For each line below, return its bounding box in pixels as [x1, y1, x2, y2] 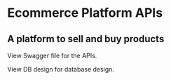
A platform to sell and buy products [7, 33, 165, 45]
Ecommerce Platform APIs [7, 5, 163, 21]
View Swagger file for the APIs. [7, 51, 97, 60]
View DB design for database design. [7, 65, 114, 73]
